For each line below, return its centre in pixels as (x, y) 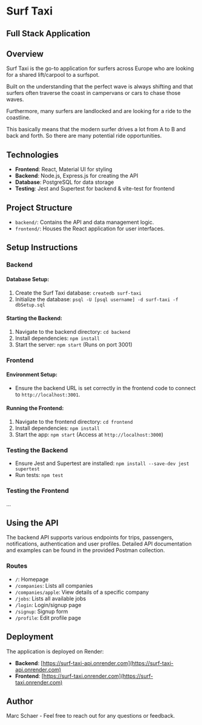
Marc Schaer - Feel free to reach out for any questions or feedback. (91, 716)
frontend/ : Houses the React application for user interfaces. (90, 229)
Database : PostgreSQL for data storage (64, 182)
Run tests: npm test (39, 475)
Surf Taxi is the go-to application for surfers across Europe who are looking (100, 68)
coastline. (18, 118)
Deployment (30, 637)
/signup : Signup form (41, 611)
